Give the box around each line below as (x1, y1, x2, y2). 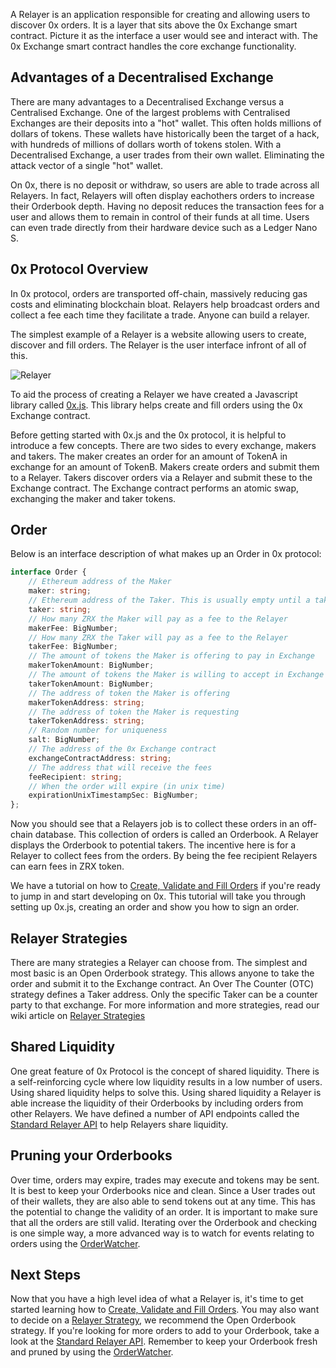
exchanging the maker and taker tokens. (10, 492, 177, 504)
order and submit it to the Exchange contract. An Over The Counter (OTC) (10, 978, 315, 989)
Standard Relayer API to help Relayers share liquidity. (10, 1118, 229, 1130)
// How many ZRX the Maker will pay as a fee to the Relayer (28, 614, 288, 624)
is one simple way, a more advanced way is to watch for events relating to (10, 1227, 315, 1239)
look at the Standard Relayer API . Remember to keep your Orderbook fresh (10, 1335, 318, 1348)
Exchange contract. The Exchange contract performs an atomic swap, (10, 482, 300, 494)
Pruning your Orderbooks (10, 1147, 173, 1164)
